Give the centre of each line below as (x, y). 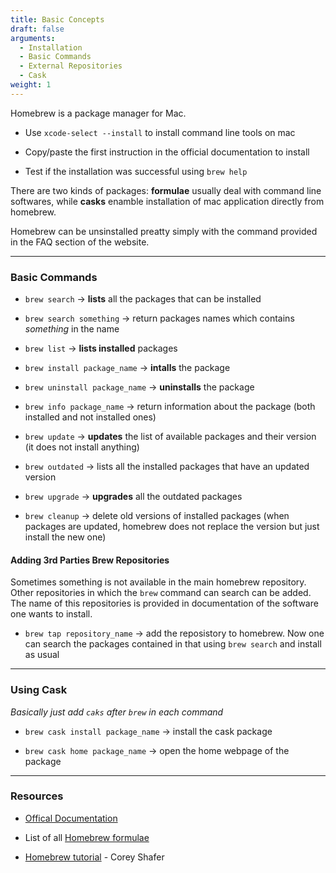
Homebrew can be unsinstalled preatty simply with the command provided (164, 231)
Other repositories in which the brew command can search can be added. (161, 593)
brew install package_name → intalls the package (127, 368)
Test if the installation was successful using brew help (136, 171)
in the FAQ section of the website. (80, 242)
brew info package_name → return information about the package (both (170, 407)
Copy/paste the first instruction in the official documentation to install (167, 152)
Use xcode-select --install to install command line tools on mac (160, 132)
